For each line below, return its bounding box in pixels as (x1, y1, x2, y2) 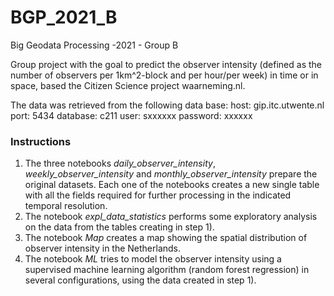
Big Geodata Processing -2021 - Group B (10, 39, 179, 51)
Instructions (10, 134, 72, 148)
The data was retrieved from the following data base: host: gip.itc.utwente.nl (10, 99, 325, 111)
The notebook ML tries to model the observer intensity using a (24, 253, 282, 265)
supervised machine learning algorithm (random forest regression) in (24, 264, 310, 276)
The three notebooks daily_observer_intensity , (24, 157, 216, 170)
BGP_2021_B (10, 6, 118, 29)
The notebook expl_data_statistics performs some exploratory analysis (24, 211, 318, 223)
